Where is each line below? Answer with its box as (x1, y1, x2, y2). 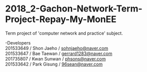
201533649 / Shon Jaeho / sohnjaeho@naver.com (5, 45, 109, 51)
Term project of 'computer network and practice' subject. (5, 30, 123, 36)
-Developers (5, 39, 31, 45)
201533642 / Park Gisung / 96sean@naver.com (5, 61, 103, 67)
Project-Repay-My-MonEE (5, 13, 117, 25)
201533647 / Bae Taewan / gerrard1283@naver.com (5, 50, 113, 56)
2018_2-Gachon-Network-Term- (5, 3, 143, 14)
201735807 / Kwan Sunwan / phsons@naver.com (5, 55, 106, 61)
